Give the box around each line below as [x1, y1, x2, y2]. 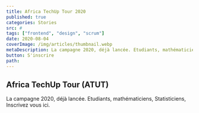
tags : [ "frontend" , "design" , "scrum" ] [6, 31, 105, 36]
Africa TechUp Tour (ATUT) [6, 79, 109, 89]
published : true [6, 14, 46, 20]
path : [6, 58, 20, 64]
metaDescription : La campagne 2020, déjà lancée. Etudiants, [6, 47, 161, 53]
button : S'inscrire [6, 52, 54, 58]
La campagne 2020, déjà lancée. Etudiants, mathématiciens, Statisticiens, [6, 95, 187, 102]
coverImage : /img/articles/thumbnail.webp [6, 42, 113, 48]
